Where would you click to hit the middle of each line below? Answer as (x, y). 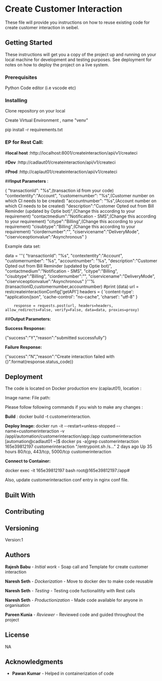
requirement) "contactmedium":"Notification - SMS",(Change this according (81, 216)
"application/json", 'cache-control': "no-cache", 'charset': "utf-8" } (71, 297)
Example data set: (23, 246)
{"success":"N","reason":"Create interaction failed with (60, 356)
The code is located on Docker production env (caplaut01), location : (73, 388)
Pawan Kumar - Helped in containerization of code (63, 673)
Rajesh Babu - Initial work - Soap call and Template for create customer (77, 567)
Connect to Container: (28, 461)
